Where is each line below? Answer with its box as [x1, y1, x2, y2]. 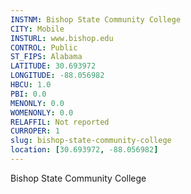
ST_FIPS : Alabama [10, 52, 83, 62]
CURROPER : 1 [10, 126, 60, 136]
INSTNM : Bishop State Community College [10, 14, 182, 25]
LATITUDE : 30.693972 [10, 61, 97, 71]
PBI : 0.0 [10, 89, 47, 99]
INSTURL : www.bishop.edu [10, 33, 114, 43]
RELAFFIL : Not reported [10, 117, 110, 127]
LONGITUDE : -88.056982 [10, 71, 105, 81]
